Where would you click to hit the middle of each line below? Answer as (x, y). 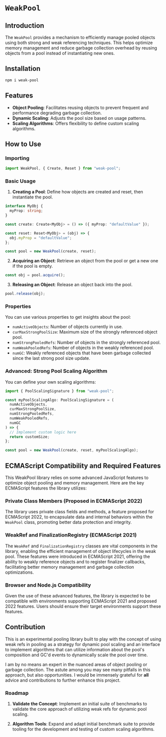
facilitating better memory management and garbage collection (70, 567)
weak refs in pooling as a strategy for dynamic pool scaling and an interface (83, 644)
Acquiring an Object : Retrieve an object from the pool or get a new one (85, 261)
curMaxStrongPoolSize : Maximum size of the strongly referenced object (85, 332)
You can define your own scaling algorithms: (51, 382)
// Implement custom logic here (43, 432)
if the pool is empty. (32, 266)
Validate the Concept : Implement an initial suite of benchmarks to (80, 704)
